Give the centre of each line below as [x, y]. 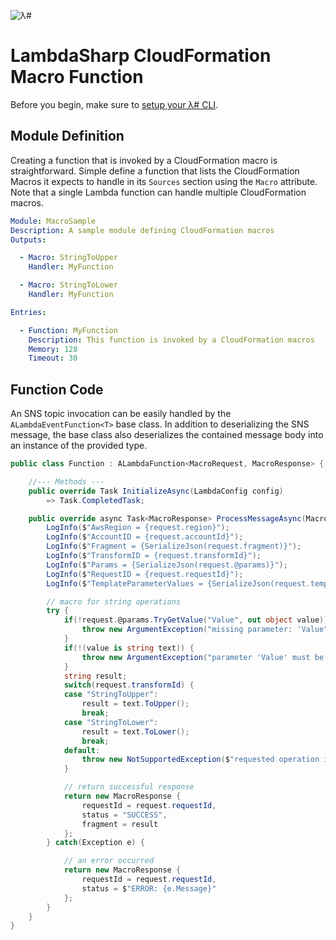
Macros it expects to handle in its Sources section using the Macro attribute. [164, 181]
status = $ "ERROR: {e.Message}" [149, 888]
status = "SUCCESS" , [124, 815]
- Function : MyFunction [68, 330]
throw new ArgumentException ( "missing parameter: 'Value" [205, 630]
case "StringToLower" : [111, 722]
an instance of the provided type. [79, 446]
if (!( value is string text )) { [129, 648]
